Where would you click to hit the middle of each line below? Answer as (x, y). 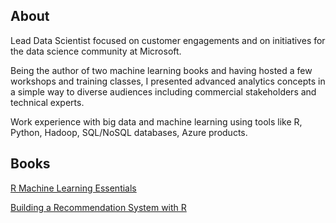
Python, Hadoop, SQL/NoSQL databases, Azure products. (129, 132)
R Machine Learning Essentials (73, 188)
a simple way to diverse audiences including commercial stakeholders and (163, 91)
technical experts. (47, 102)
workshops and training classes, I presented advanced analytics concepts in (168, 81)
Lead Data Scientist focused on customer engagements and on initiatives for (168, 40)
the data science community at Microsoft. (96, 51)
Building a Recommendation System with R (98, 207)
